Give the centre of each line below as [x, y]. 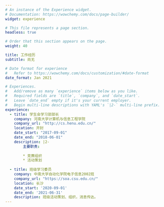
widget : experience [25, 19]
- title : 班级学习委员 [31, 170]
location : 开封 [29, 128]
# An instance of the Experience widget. [48, 10]
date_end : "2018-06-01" [39, 137]
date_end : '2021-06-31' [39, 193]
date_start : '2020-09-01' [41, 188]
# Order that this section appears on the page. [56, 42]
